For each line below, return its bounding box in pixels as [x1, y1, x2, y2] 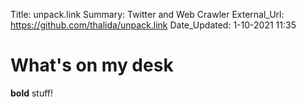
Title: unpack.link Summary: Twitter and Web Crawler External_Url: [10, 9, 285, 20]
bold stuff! [10, 87, 54, 99]
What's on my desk [10, 54, 174, 77]
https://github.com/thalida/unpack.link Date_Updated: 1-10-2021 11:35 [10, 19, 297, 31]
